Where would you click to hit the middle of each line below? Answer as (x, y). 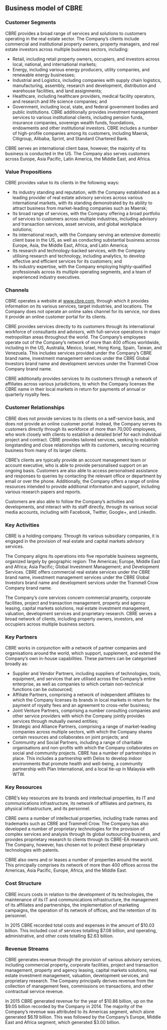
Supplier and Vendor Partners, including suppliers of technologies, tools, (87, 674)
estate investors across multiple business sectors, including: (67, 49)
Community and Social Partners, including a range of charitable (77, 742)
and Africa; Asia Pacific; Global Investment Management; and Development (82, 567)
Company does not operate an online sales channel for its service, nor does (83, 312)
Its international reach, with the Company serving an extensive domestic (86, 235)
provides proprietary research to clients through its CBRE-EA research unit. (82, 840)
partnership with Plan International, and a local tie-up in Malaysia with (84, 769)
